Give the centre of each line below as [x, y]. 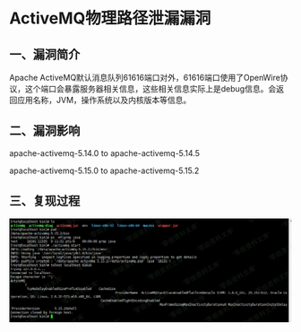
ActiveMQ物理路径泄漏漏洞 [110, 18]
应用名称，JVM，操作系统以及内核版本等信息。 [104, 100]
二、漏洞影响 [45, 131]
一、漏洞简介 [45, 54]
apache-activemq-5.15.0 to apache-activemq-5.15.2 [104, 170]
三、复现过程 [45, 201]
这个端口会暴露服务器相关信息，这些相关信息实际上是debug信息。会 [150, 89]
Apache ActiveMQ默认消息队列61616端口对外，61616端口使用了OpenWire [145, 78]
